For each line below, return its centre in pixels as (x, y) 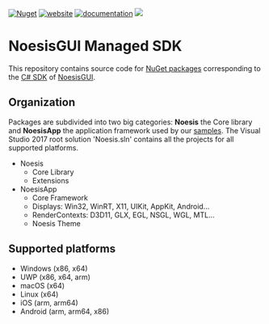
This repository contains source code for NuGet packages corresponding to (134, 68)
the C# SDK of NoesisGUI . (52, 77)
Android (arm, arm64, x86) (65, 311)
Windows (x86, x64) (54, 268)
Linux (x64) (39, 294)
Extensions (50, 180)
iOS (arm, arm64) (49, 302)
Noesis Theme (56, 223)
